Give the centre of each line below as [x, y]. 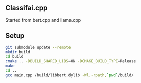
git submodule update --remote [38, 47]
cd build [14, 57]
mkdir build [18, 52]
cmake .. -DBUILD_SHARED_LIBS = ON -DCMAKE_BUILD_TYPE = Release [71, 61]
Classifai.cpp [26, 8]
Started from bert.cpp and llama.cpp [43, 20]
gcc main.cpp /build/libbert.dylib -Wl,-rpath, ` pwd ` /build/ [70, 75]
